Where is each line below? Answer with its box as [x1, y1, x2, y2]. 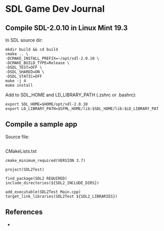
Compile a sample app [5, 120, 78, 129]
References [5, 208, 43, 217]
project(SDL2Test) [5, 167, 44, 172]
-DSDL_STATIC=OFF [5, 74, 42, 79]
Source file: [5, 134, 30, 140]
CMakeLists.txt [5, 148, 37, 154]
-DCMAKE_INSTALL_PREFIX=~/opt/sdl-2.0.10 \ [5, 56, 100, 61]
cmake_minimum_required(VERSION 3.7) [5, 158, 86, 163]
